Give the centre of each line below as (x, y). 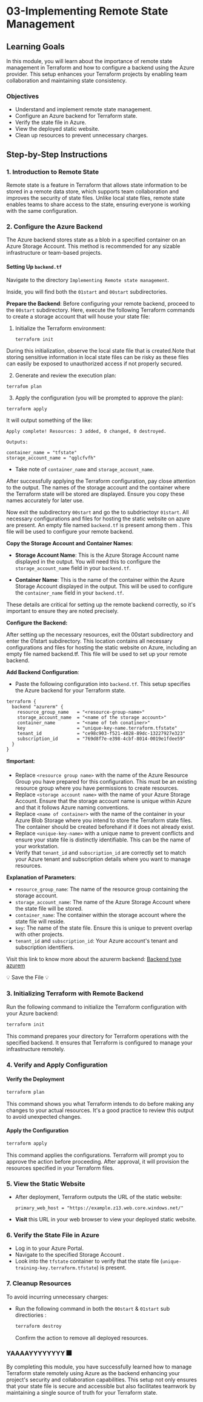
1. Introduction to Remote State (52, 171)
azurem (16, 965)
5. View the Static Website (46, 1184)
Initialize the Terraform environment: (60, 328)
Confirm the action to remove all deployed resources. (82, 1338)
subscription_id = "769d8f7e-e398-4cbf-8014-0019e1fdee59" (101, 739)
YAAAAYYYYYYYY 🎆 (39, 1353)
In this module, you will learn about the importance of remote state (89, 61)
